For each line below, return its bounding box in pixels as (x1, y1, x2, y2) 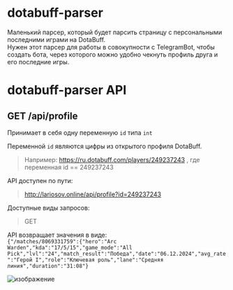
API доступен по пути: (7, 176, 73, 184)
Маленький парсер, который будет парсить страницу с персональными (7, 28, 223, 36)
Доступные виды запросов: (7, 203, 90, 212)
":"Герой (7, 256, 33, 263)
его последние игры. (7, 57, 70, 66)
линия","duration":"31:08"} (7, 262, 89, 270)
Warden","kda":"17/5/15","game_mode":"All (7, 244, 133, 251)
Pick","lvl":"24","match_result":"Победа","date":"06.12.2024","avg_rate (7, 250, 227, 257)
